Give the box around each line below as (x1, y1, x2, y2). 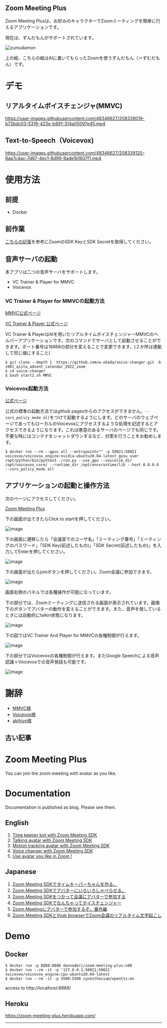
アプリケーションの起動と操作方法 (5, 481, 110, 490)
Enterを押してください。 (18, 548, 68, 555)
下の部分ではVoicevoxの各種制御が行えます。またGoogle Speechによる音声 (5, 652, 160, 658)
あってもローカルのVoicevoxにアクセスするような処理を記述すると (18, 421, 154, 427)
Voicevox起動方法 (5, 385, 49, 392)
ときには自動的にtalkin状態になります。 (5, 612, 85, 618)
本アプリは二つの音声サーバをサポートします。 (5, 269, 101, 275)
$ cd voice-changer (5, 368, 46, 373)
